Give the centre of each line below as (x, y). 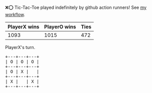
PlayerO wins (60, 27)
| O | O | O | (22, 62)
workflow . (15, 15)
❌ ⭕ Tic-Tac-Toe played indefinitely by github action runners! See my (76, 7)
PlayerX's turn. (20, 47)
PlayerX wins (24, 27)
